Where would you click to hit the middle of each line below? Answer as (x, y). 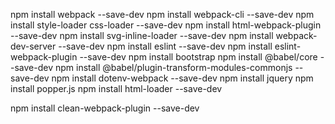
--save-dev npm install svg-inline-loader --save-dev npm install (142, 35)
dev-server (33, 46)
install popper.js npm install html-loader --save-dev (116, 88)
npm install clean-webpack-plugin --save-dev (105, 108)
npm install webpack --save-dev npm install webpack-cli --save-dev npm (162, 14)
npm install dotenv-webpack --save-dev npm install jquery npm (182, 78)
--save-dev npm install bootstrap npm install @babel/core (198, 57)
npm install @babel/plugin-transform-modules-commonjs (173, 67)
